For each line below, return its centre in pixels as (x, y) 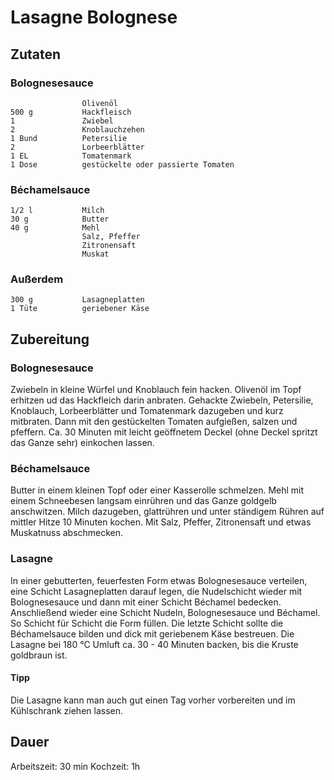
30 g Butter (60, 219)
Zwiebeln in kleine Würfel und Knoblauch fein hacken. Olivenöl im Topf (156, 390)
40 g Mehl (55, 228)
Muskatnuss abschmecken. (67, 533)
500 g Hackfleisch (71, 112)
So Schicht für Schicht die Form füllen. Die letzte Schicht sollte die (147, 623)
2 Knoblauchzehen (77, 129)
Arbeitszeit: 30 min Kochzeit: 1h (75, 766)
